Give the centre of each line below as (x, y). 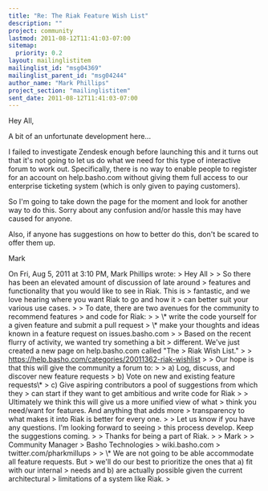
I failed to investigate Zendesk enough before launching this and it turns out (133, 152)
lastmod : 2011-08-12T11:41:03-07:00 (69, 38)
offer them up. (32, 243)
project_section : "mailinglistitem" (69, 90)
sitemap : (23, 46)
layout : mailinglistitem (50, 61)
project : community (41, 31)
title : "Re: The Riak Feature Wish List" (79, 16)
